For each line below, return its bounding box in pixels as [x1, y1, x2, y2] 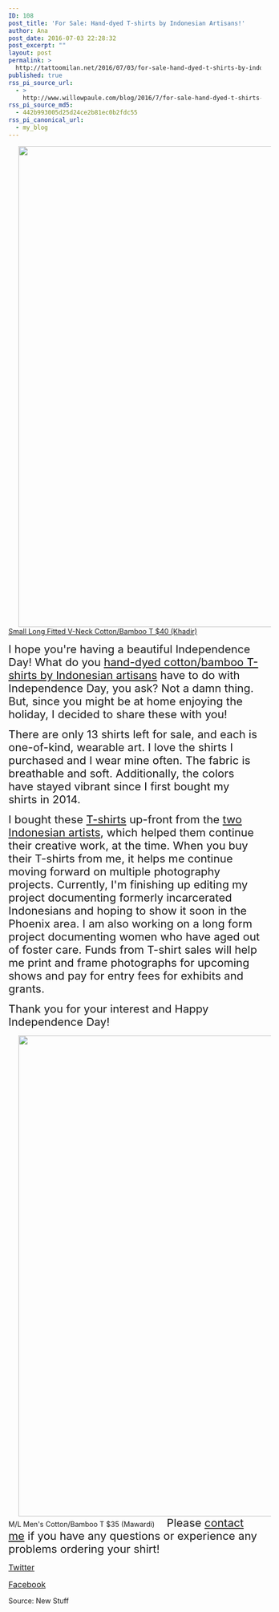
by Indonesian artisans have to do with [39, 668, 241, 682]
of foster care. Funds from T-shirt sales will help [8, 943, 258, 956]
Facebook [8, 1578, 46, 1590]
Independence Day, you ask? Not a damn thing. [8, 681, 254, 695]
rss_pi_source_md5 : [8, 101, 74, 109]
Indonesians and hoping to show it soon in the [8, 903, 247, 918]
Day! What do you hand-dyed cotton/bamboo [8, 655, 245, 669]
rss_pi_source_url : [8, 79, 74, 87]
